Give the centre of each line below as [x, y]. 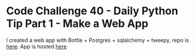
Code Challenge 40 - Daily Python [92, 11]
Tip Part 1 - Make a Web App [77, 24]
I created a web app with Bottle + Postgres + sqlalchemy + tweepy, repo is [97, 40]
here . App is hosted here [36, 46]
